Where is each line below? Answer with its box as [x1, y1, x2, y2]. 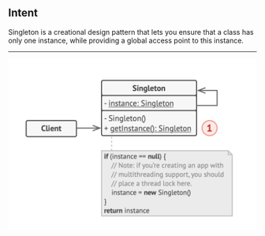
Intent [8, 6, 38, 20]
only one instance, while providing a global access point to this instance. [8, 36, 244, 45]
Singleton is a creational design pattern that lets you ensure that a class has [8, 27, 254, 36]
